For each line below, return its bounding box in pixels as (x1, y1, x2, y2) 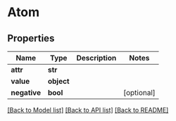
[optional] (122, 88, 156, 97)
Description (76, 53, 117, 63)
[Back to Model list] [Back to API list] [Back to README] (7, 106, 169, 114)
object (47, 77, 70, 86)
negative (11, 88, 41, 97)
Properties (7, 32, 55, 44)
